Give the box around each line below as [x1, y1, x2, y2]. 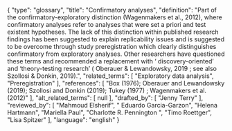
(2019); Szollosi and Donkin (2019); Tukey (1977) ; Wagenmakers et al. [7, 86, 206, 94]
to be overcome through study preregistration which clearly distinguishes [7, 43, 217, 50]
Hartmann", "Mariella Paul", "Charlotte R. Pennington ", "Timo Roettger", [7, 108, 213, 117]
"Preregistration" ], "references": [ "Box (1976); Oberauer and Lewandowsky [7, 79, 225, 87]
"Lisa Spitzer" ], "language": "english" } [7, 116, 120, 123]
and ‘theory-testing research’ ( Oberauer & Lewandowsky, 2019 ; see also [7, 65, 217, 72]
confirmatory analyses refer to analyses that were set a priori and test [7, 21, 206, 28]
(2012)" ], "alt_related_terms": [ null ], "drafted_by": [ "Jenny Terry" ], [7, 94, 203, 102]
